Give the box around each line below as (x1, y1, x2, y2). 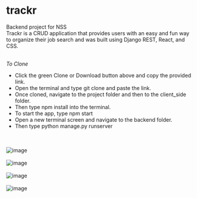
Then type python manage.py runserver (14, 122, 113, 129)
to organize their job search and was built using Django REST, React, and (6, 36, 185, 43)
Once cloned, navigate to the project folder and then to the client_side (14, 91, 186, 98)
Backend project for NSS (6, 23, 67, 30)
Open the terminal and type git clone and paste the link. (14, 84, 152, 91)
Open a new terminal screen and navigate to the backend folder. (14, 116, 173, 123)
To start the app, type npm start (14, 110, 93, 117)
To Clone (6, 60, 29, 67)
